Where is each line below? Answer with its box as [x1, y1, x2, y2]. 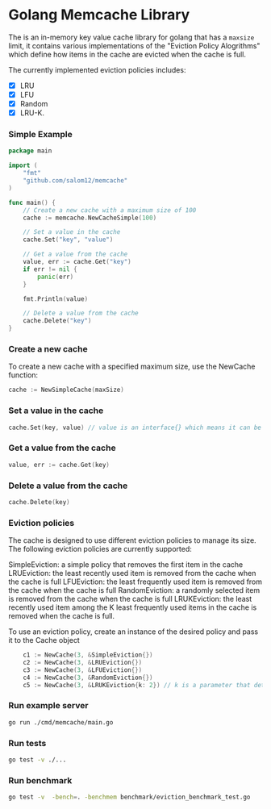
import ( [8, 161, 38, 170]
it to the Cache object [8, 636, 81, 645]
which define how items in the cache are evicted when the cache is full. [8, 49, 247, 59]
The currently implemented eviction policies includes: [8, 65, 186, 74]
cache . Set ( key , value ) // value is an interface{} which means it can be [8, 423, 262, 432]
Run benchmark [8, 774, 73, 786]
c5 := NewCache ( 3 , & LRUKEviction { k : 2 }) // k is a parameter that [23, 681, 251, 689]
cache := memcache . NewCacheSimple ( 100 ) [23, 214, 157, 222]
